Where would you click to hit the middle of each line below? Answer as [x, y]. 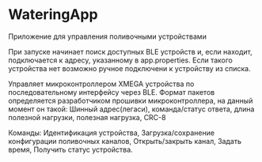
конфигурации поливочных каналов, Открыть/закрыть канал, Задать [125, 141]
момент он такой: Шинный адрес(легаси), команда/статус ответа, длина [131, 109]
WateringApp [53, 15]
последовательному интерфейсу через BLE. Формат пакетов [112, 92]
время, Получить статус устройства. [70, 149]
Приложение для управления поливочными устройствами [108, 36]
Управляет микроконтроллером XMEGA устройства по [101, 84]
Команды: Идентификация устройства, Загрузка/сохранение [112, 133]
